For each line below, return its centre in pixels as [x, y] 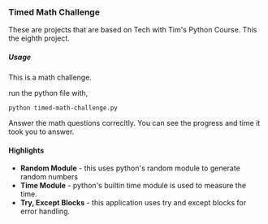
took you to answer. [41, 131]
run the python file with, [48, 93]
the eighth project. [39, 38]
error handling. [45, 211]
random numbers [49, 177]
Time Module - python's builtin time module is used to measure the [133, 186]
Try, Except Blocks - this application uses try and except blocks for [133, 203]
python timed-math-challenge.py [63, 108]
